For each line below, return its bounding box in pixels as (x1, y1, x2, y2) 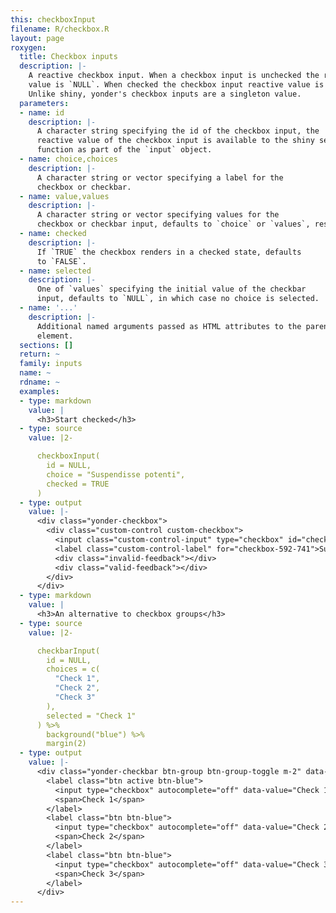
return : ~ (19, 349, 60, 360)
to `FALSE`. (36, 256, 87, 266)
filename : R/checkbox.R (10, 24, 110, 34)
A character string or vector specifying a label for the (36, 172, 284, 183)
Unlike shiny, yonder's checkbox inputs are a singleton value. (28, 89, 302, 99)
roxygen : (10, 42, 47, 53)
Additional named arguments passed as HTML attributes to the (36, 321, 302, 331)
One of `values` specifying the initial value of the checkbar (36, 284, 307, 295)
